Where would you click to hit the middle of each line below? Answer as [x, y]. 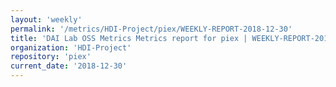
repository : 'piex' [51, 57]
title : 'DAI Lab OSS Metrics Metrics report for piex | [129, 38]
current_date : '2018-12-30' [69, 66]
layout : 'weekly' [46, 19]
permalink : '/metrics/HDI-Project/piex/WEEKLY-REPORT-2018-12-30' [151, 29]
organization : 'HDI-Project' [71, 47]
